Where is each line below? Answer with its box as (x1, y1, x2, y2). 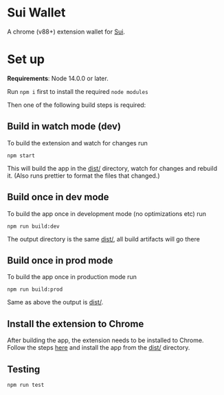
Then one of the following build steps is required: (7, 101, 146, 109)
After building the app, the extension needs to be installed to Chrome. (7, 336, 204, 344)
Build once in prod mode (7, 254, 113, 266)
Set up (7, 51, 45, 67)
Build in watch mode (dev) (7, 121, 122, 132)
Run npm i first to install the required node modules (7, 87, 149, 95)
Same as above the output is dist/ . (7, 298, 104, 307)
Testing (7, 363, 41, 375)
